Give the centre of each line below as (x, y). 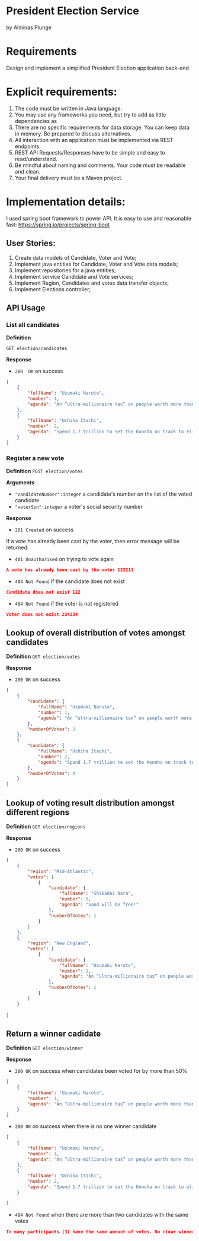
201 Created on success (44, 530)
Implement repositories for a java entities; (65, 270)
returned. (17, 547)
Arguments (20, 483)
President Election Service (73, 11)
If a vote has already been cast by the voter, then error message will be (93, 541)
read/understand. (36, 159)
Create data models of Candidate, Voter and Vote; (76, 257)
